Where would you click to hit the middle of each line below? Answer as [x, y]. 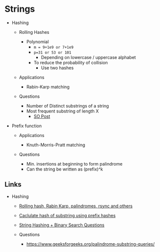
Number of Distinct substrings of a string [67, 106]
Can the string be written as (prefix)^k [65, 169]
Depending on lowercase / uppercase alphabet [88, 57]
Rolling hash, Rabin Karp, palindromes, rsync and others [76, 206]
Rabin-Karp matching [48, 86]
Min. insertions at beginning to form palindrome [74, 164]
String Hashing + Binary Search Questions [62, 225]
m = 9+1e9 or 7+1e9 [54, 47]
